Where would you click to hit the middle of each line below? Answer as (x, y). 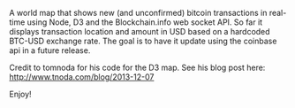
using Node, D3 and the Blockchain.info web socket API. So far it (145, 22)
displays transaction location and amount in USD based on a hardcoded (140, 31)
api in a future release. (50, 50)
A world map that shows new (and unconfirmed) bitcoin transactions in (138, 13)
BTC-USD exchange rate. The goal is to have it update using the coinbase (143, 41)
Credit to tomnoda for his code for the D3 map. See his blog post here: (137, 67)
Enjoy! (21, 94)
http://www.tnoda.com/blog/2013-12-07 (82, 77)
